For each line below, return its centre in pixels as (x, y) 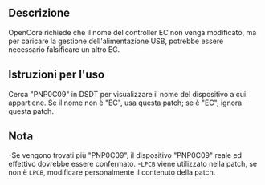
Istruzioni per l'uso (57, 75)
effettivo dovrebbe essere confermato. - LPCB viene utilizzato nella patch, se (133, 164)
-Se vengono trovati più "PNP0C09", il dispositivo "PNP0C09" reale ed (125, 155)
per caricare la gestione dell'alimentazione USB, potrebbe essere (116, 41)
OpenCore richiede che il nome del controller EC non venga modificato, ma (132, 32)
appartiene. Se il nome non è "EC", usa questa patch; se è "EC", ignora (125, 103)
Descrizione (39, 13)
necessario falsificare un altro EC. (64, 49)
